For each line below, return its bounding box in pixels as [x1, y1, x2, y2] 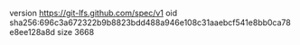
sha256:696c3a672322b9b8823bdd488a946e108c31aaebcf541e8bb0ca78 [9, 17, 291, 28]
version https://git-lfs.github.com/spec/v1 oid [9, 8, 178, 18]
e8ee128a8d [9, 27, 56, 37]
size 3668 [57, 27, 95, 37]
